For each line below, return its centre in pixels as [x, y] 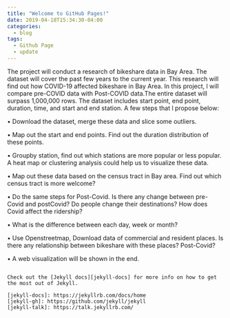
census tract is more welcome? [51, 183]
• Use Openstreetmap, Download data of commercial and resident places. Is [115, 237]
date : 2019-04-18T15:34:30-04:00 [55, 20]
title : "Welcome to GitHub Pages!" [58, 13]
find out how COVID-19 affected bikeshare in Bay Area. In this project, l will [113, 86]
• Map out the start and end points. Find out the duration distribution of [108, 134]
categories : [24, 26]
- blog [23, 33]
